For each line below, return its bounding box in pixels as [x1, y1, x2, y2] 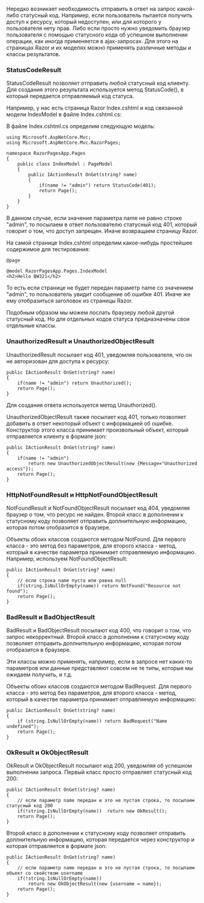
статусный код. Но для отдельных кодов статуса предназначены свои [6, 315, 190, 323]
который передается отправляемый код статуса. [6, 93, 135, 100]
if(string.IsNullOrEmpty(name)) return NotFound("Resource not [17, 582, 181, 589]
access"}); [6, 466, 34, 472]
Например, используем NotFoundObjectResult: [6, 555, 128, 562]
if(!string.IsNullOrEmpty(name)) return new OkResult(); [17, 808, 167, 815]
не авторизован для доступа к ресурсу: [6, 357, 110, 365]
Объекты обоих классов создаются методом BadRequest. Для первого [6, 683, 192, 690]
